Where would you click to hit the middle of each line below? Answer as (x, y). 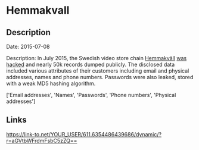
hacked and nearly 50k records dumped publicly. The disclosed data (91, 64)
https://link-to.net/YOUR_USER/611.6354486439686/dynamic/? (84, 134)
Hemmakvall (38, 10)
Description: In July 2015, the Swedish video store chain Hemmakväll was (97, 58)
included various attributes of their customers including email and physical (98, 71)
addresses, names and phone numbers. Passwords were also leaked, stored (100, 77)
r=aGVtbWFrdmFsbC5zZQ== (42, 140)
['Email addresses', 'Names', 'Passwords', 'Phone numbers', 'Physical (91, 95)
